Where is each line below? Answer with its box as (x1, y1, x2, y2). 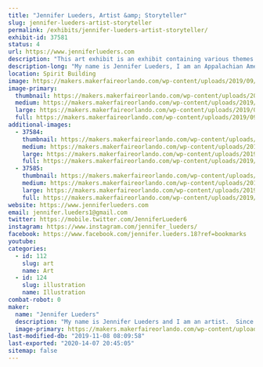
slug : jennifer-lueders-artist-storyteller (8, 19, 153, 27)
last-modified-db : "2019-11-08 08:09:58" (8, 332, 146, 340)
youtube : (8, 238, 37, 245)
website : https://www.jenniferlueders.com (8, 201, 149, 209)
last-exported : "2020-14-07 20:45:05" (8, 340, 135, 347)
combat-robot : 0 (8, 296, 61, 303)
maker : (8, 303, 30, 311)
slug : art (22, 260, 55, 267)
